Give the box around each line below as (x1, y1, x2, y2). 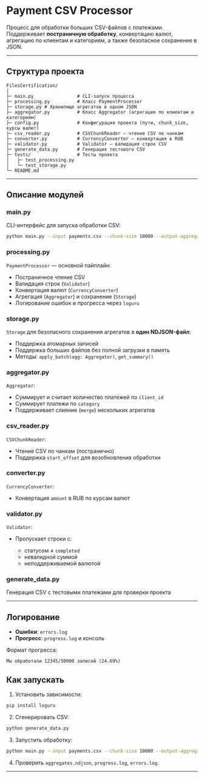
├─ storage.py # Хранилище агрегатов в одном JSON (6, 104, 137, 110)
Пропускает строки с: (15, 535, 72, 542)
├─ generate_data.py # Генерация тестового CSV (6, 146, 146, 152)
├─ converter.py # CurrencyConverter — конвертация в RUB (6, 135, 183, 142)
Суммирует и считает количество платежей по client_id (15, 394, 164, 401)
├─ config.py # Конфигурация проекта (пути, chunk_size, (6, 120, 189, 126)
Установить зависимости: (15, 691, 82, 698)
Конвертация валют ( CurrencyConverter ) (15, 286, 118, 293)
